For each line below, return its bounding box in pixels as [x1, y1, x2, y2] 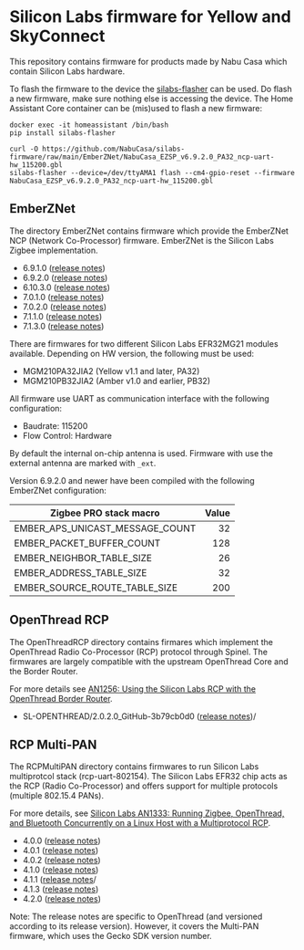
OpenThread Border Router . [9, 693, 113, 704]
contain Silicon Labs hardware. [9, 66, 126, 77]
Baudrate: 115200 [22, 420, 88, 431]
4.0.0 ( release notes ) [22, 835, 102, 846]
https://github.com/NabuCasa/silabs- [42, 144, 185, 153]
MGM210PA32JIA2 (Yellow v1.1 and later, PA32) [22, 365, 200, 376]
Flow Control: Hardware [22, 430, 112, 441]
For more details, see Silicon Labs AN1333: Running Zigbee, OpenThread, [9, 808, 285, 819]
